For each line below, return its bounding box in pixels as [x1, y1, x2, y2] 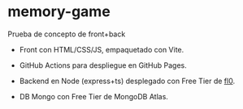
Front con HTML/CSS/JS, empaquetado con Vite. [19, 44, 184, 54]
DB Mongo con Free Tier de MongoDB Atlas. [19, 91, 168, 101]
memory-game [7, 2, 111, 21]
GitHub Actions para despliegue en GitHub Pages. [19, 60, 188, 70]
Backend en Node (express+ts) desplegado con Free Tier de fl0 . [19, 76, 236, 86]
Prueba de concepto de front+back [7, 29, 126, 39]
